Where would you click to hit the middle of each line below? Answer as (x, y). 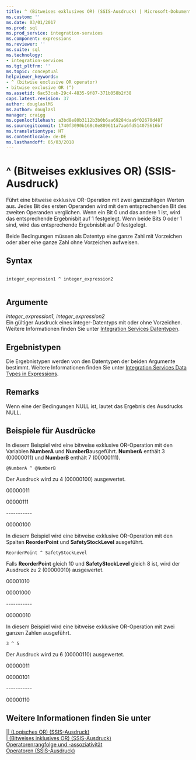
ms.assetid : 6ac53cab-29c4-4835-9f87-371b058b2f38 (69, 93)
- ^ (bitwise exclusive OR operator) (52, 83)
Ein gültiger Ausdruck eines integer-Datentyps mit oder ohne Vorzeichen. (94, 323)
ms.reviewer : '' (26, 44)
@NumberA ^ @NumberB (31, 468)
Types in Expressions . (32, 374)
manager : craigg (26, 115)
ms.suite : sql (23, 50)
